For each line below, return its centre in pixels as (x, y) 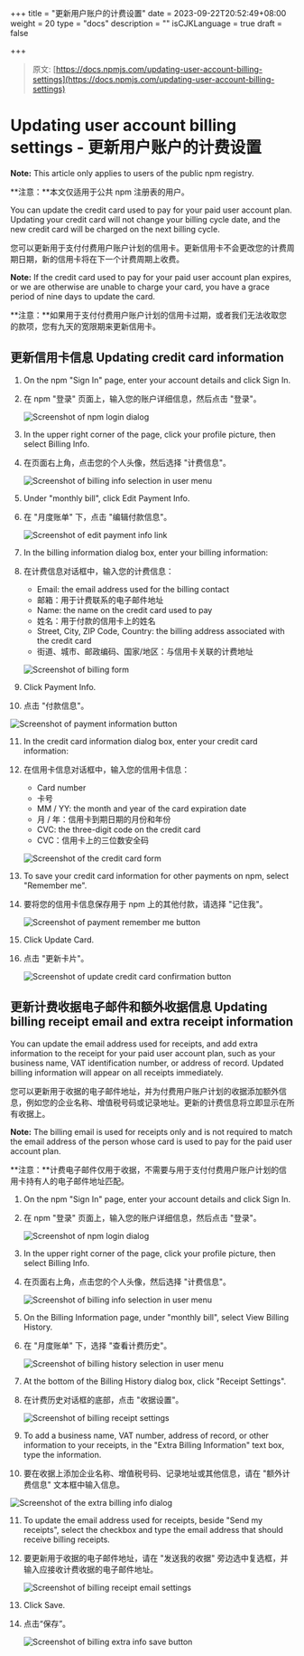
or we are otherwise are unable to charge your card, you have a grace (140, 287)
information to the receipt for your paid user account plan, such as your (143, 1053)
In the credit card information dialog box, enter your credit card (140, 741)
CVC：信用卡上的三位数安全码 (93, 840)
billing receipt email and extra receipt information (152, 1022)
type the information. (62, 1454)
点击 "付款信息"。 (56, 705)
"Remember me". (55, 885)
